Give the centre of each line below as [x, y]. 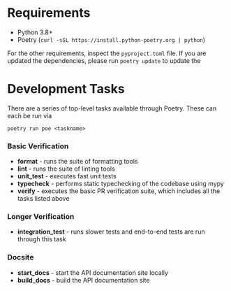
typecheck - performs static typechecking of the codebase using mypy [121, 184]
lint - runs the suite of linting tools [66, 169]
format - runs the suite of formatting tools [77, 162]
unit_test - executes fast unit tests [67, 176]
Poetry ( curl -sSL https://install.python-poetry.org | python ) [111, 39]
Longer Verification [41, 217]
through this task [42, 239]
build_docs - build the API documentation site [83, 280]
